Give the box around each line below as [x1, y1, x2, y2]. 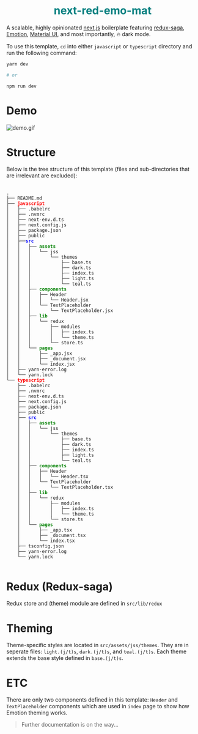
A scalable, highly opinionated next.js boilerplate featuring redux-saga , [6, 24, 185, 31]
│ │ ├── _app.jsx [6, 350, 72, 357]
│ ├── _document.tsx [17, 533, 86, 539]
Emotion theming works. [6, 709, 68, 716]
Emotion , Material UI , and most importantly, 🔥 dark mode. [6, 30, 151, 37]
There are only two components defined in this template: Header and [6, 696, 178, 703]
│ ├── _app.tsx [17, 527, 72, 533]
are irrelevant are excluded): [6, 172, 78, 179]
